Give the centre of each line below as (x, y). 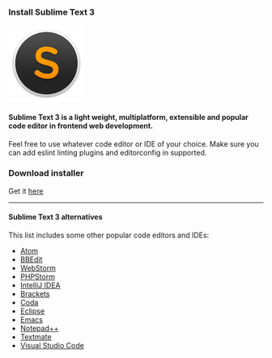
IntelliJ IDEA (40, 285)
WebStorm (38, 268)
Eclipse (32, 311)
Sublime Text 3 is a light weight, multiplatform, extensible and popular (128, 117)
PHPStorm (37, 277)
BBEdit (31, 259)
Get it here (26, 191)
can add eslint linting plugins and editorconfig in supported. (108, 152)
